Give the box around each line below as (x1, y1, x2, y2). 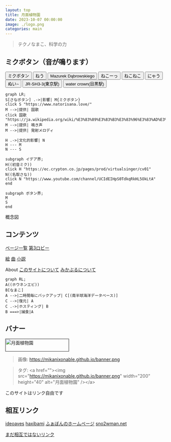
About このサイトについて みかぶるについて (5, 266, 96, 272)
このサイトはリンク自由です (5, 389, 64, 396)
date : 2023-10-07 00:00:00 (5, 17, 63, 22)
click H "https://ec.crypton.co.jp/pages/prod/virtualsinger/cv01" (5, 167, 152, 172)
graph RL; (5, 276, 26, 282)
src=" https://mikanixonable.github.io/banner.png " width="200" (17, 373, 151, 379)
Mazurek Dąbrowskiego (50, 73, 95, 79)
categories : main (5, 27, 42, 32)
